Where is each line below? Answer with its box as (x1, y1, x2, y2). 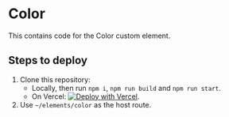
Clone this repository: (19, 74, 91, 84)
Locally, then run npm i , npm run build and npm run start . (31, 83, 221, 92)
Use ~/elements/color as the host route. (19, 100, 152, 109)
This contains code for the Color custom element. (8, 31, 171, 40)
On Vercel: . (31, 92, 140, 101)
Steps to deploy (8, 54, 87, 67)
